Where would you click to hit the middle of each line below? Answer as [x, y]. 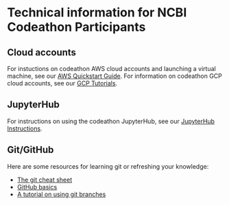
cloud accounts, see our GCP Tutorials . [62, 83]
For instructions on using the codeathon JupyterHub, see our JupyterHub [111, 121]
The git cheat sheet [45, 180]
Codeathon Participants [76, 27]
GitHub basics [37, 187]
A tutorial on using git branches [61, 194]
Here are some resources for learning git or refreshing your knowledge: [108, 166]
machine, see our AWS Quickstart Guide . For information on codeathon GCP [115, 76]
